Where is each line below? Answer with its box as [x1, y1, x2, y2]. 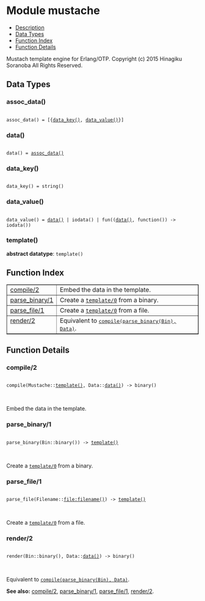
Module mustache [6, 4, 101, 18]
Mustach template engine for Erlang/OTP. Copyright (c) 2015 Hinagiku [6, 55, 182, 62]
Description [15, 24, 45, 31]
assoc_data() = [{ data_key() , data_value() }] [6, 117, 124, 123]
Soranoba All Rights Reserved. [6, 62, 83, 69]
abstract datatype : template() [6, 250, 84, 257]
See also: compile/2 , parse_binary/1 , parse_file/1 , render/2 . [6, 588, 154, 595]
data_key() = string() [6, 184, 64, 190]
